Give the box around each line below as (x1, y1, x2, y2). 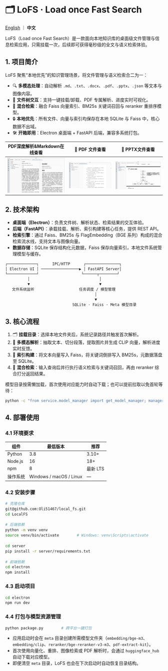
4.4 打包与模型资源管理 (5, 613, 61, 620)
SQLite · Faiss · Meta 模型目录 (72, 302, 136, 308)
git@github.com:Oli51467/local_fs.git (5, 506, 86, 511)
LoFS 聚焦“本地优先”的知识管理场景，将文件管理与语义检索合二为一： (5, 72, 148, 78)
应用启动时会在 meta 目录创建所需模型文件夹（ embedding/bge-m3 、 (12, 635, 147, 641)
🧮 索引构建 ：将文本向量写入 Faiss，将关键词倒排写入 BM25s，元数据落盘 (12, 352, 162, 358)
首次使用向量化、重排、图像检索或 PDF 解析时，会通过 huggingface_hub (12, 648, 159, 654)
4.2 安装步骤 (5, 489, 35, 496)
